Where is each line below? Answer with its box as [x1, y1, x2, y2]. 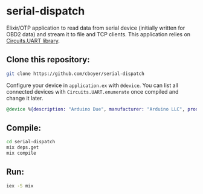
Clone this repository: [6, 54, 90, 65]
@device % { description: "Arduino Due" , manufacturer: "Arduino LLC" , [6, 106, 185, 112]
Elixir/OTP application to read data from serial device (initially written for [6, 24, 185, 31]
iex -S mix [6, 183, 34, 189]
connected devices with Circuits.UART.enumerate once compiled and [6, 88, 179, 95]
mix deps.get [6, 144, 39, 150]
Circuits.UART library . [6, 37, 60, 44]
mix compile [6, 150, 36, 157]
